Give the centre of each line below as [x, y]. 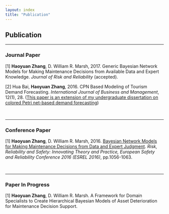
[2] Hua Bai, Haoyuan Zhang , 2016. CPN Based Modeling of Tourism [76, 87]
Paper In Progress [27, 184]
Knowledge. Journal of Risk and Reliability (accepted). [62, 77]
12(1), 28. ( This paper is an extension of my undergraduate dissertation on [82, 97]
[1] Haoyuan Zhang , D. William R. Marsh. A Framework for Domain [74, 196]
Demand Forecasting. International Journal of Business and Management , [82, 92]
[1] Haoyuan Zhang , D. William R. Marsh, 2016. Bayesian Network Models [81, 141]
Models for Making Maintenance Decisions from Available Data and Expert [82, 72]
